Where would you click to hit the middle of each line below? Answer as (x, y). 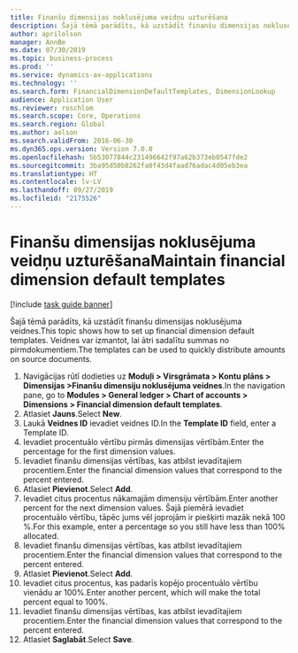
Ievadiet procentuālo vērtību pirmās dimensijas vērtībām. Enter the (143, 442)
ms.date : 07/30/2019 (48, 50)
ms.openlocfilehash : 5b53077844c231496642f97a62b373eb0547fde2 (129, 157)
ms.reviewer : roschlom (52, 108)
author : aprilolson (46, 34)
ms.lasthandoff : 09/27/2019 (62, 190)
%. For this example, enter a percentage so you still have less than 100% (154, 526)
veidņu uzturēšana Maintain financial (148, 261)
